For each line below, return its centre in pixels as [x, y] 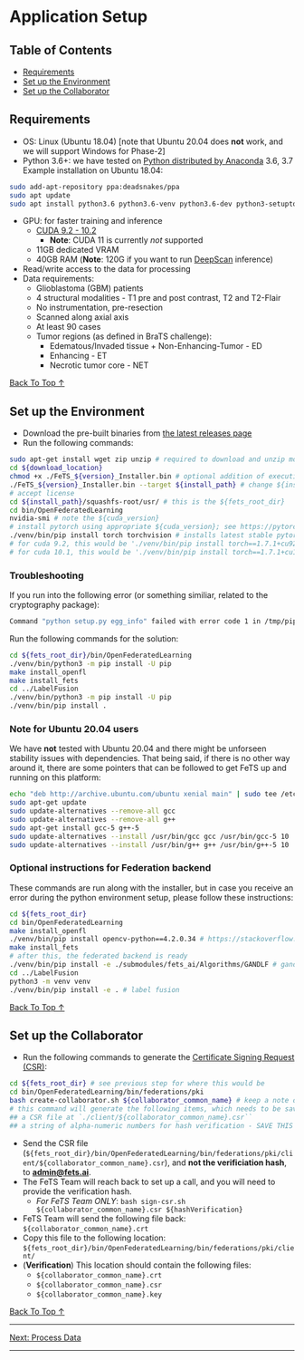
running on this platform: [55, 777]
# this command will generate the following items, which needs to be [145, 1109]
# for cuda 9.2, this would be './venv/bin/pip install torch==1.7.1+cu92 [153, 544]
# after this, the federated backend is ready [99, 956]
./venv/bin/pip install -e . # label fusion [95, 989]
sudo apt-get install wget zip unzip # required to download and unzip [147, 459]
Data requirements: [58, 279]
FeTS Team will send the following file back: [104, 1218]
